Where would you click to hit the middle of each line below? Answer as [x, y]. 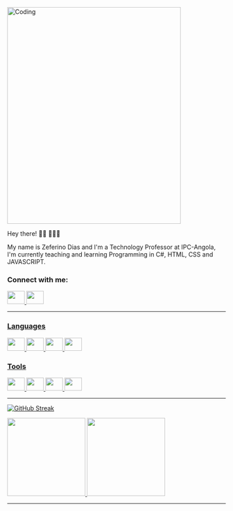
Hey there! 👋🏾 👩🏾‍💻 [34, 234]
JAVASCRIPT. [27, 262]
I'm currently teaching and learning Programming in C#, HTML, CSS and [110, 254]
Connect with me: [38, 279]
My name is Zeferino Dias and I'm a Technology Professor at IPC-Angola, [112, 247]
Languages [27, 327]
